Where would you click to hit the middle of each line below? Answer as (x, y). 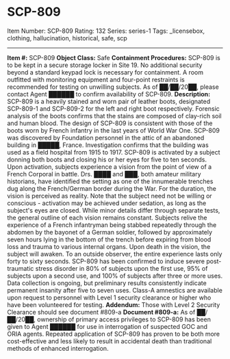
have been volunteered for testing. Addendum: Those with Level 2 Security (114, 304)
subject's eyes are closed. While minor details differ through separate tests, (114, 210)
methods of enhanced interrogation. (58, 348)
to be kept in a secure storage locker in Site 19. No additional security (105, 65)
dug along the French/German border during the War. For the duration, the (112, 188)
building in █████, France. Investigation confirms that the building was (108, 145)
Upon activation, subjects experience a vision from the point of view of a (110, 167)
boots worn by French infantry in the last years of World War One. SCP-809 (114, 130)
